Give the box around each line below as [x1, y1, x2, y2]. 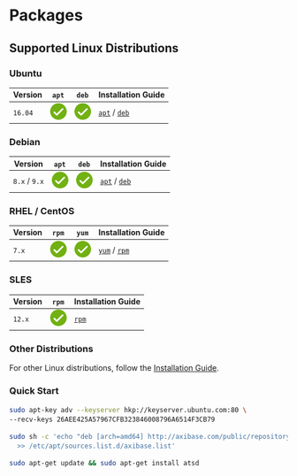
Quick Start [9, 384, 59, 396]
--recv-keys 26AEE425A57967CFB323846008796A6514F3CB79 [9, 415, 216, 425]
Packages [9, 5, 84, 26]
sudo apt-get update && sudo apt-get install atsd [9, 458, 200, 467]
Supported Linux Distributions [9, 41, 179, 56]
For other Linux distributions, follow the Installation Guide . [9, 363, 219, 373]
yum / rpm [98, 244, 130, 255]
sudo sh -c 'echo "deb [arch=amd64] [9, 433, 144, 441]
